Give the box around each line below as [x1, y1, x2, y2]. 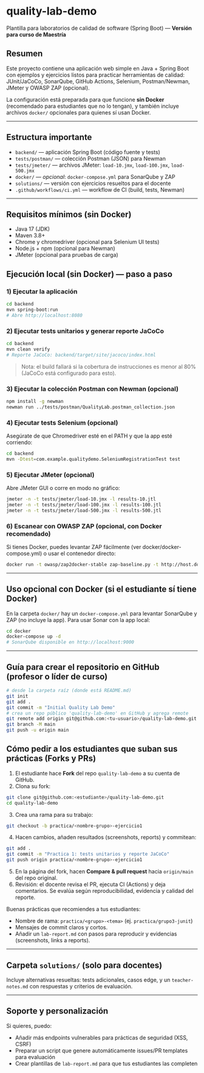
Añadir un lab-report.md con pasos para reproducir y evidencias [15, 930, 177, 938]
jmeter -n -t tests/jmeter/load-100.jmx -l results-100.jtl [6, 502, 162, 508]
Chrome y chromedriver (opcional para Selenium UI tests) [15, 239, 160, 246]
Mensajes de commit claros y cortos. [15, 924, 108, 931]
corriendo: [6, 438, 33, 446]
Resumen [6, 49, 43, 59]
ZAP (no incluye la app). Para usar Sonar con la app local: [6, 616, 151, 623]
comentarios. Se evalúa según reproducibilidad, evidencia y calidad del [15, 887, 194, 895]
